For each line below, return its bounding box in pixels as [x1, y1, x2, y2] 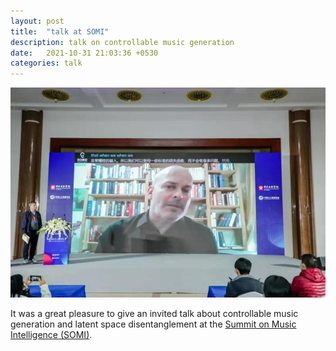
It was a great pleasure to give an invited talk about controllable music [10, 307, 299, 319]
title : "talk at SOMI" [10, 26, 110, 37]
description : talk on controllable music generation [10, 37, 235, 47]
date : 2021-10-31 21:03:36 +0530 [10, 48, 159, 58]
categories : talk [10, 58, 83, 69]
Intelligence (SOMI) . [10, 328, 93, 340]
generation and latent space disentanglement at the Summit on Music [10, 318, 297, 330]
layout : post [10, 16, 65, 26]
